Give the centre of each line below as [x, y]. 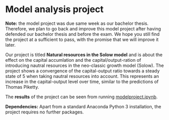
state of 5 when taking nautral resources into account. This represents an [82, 76]
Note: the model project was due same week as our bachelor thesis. [77, 23]
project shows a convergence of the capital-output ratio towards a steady [82, 71]
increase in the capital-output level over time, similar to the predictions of [82, 82]
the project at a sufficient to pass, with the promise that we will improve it [82, 39]
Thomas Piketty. [22, 87]
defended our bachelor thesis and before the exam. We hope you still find [82, 34]
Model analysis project [54, 9]
